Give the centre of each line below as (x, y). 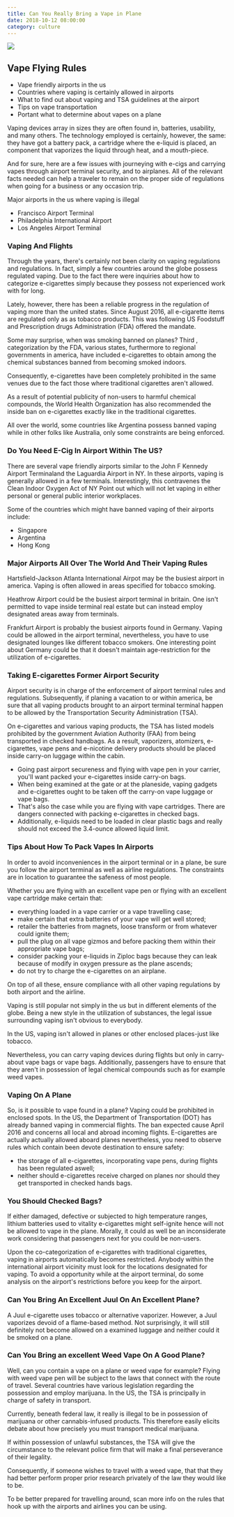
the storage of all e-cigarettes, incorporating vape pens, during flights (117, 1160)
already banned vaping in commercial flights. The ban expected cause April (116, 1125)
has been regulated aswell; (56, 1168)
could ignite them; (43, 933)
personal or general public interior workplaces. (74, 496)
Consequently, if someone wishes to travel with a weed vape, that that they (115, 1470)
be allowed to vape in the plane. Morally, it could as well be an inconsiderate (117, 1231)
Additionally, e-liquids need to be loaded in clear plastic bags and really (120, 822)
